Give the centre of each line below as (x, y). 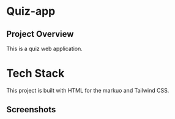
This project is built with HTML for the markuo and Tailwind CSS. (88, 90)
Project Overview (40, 34)
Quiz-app (31, 11)
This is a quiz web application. (44, 48)
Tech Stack (35, 73)
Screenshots (31, 109)
